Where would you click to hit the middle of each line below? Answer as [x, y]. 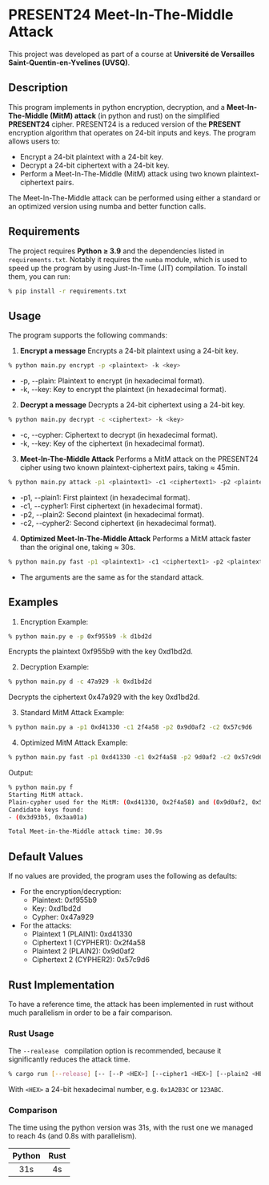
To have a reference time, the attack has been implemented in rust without [131, 1004]
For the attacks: [46, 926]
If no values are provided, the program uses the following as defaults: [123, 876]
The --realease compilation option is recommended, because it [115, 1051]
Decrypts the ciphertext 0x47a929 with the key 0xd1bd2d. [104, 697]
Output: [21, 773]
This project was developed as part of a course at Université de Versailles [131, 54]
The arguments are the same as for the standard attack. [112, 577]
